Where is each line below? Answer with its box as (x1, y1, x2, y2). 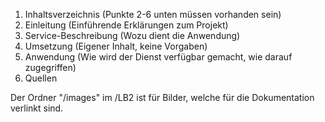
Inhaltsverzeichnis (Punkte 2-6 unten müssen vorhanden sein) (24, 9, 282, 20)
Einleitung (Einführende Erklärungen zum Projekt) (24, 19, 229, 31)
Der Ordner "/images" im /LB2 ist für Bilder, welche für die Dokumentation (10, 92, 315, 103)
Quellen (24, 72, 58, 84)
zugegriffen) (24, 62, 77, 73)
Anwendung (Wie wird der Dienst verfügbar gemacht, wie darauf (24, 51, 293, 63)
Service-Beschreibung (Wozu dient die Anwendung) (24, 30, 241, 41)
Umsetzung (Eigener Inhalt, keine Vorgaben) (24, 40, 208, 52)
